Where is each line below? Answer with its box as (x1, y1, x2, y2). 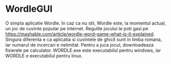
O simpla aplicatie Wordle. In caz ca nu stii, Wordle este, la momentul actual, (5, 20, 166, 26)
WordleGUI (5, 3, 53, 15)
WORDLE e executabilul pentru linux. (5, 52, 83, 59)
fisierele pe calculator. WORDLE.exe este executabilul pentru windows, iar (5, 47, 161, 53)
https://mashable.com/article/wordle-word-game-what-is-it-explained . (5, 31, 155, 37)
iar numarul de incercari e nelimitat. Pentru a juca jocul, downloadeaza (5, 41, 154, 48)
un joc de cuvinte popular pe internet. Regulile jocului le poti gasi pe (5, 25, 148, 31)
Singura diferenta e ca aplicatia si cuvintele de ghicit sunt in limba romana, (5, 36, 162, 42)
